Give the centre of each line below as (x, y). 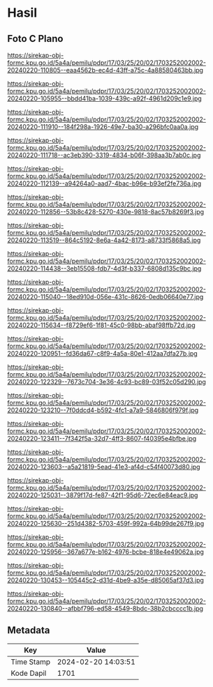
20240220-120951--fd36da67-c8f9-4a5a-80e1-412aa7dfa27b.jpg (102, 353)
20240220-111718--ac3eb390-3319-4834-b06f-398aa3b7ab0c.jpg (104, 155)
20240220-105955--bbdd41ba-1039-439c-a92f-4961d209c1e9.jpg (105, 98)
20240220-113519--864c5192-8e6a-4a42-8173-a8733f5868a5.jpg (104, 240)
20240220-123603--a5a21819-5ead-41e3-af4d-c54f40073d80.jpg (104, 467)
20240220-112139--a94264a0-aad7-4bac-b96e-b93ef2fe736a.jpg (104, 183)
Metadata (29, 630)
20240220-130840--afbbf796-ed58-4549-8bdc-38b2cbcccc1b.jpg (105, 609)
